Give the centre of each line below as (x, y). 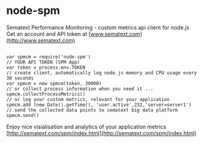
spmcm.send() (23, 115)
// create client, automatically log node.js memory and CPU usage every (102, 73)
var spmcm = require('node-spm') (49, 57)
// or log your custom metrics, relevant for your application (88, 99)
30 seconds (20, 78)
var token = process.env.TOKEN (46, 68)
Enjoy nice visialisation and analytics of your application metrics (86, 127)
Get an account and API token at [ (49, 33)
